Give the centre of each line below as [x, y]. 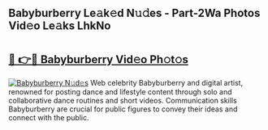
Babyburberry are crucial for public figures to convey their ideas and [123, 109]
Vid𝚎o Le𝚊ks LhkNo [60, 26]
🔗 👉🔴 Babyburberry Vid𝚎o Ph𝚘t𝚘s [98, 59]
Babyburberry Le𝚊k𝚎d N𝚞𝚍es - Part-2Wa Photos [134, 13]
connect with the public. [49, 117]
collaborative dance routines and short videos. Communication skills [123, 101]
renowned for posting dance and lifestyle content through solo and [120, 92]
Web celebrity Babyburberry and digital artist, [167, 83]
